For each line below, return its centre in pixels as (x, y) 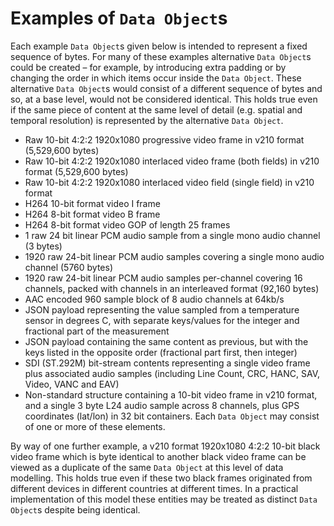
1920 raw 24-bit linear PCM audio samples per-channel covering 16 (163, 278)
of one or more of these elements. (95, 426)
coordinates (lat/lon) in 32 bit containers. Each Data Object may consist (172, 416)
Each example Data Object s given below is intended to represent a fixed (159, 46)
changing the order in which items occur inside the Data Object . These (156, 78)
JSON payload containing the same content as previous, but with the (166, 341)
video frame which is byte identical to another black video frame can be (158, 456)
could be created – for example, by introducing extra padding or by (148, 67)
